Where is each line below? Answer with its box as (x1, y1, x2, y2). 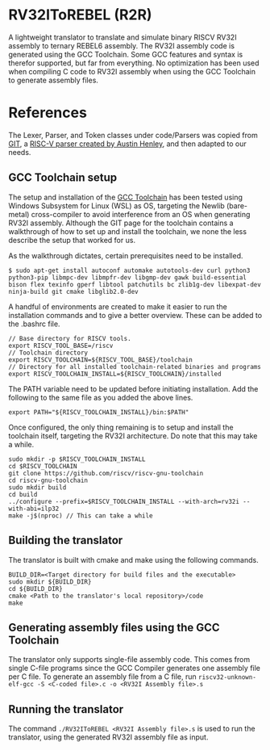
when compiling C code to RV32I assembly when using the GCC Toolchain (8, 66, 256, 76)
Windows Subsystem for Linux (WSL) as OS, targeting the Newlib (8, 200, 226, 211)
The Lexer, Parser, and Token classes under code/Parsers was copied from (8, 130, 258, 140)
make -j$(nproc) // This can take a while (8, 511, 153, 520)
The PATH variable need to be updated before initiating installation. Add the (8, 383, 259, 393)
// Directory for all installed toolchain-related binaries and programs (8, 362, 262, 371)
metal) (8, 209, 30, 219)
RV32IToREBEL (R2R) (8, 6, 152, 24)
